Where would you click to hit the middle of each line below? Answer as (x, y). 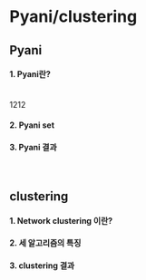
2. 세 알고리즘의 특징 (45, 243)
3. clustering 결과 (42, 266)
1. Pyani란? (30, 74)
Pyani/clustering (73, 17)
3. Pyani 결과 (33, 147)
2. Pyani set (32, 125)
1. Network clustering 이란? (61, 220)
